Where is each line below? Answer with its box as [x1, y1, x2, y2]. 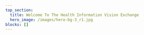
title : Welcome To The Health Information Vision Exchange [10, 12, 139, 17]
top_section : [5, 7, 33, 13]
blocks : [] [5, 22, 29, 27]
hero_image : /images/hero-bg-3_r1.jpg [10, 17, 94, 22]
